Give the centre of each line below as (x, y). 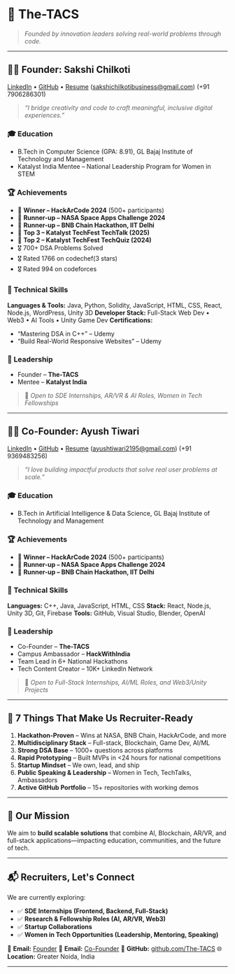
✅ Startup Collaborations (55, 927)
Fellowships (41, 403)
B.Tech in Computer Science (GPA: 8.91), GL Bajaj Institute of (105, 152)
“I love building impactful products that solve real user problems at (121, 469)
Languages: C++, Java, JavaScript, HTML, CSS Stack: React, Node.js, (109, 605)
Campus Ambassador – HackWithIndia (74, 654)
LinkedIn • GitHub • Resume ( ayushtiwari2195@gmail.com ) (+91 (100, 448)
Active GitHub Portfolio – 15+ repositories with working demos (108, 787)
